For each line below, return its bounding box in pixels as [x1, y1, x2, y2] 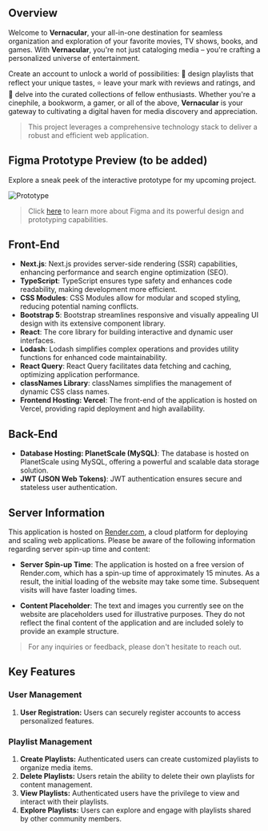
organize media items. [19, 763, 94, 772]
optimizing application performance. [19, 370, 140, 379]
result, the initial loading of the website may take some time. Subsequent [19, 577, 260, 586]
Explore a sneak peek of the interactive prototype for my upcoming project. [8, 175, 257, 184]
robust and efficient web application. [27, 130, 150, 140]
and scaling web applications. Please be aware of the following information [8, 536, 256, 545]
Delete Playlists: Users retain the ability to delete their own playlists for [19, 772, 255, 781]
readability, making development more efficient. [19, 285, 178, 294]
